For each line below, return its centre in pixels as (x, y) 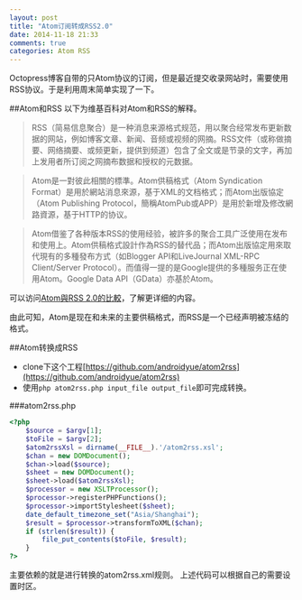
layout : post (34, 18)
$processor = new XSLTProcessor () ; (92, 489)
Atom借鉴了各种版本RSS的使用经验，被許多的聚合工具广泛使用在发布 (160, 234)
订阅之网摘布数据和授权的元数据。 (134, 162)
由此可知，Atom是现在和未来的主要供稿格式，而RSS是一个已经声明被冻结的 (149, 318)
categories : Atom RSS (50, 51)
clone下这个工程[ (54, 367)
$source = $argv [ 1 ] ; (64, 430)
